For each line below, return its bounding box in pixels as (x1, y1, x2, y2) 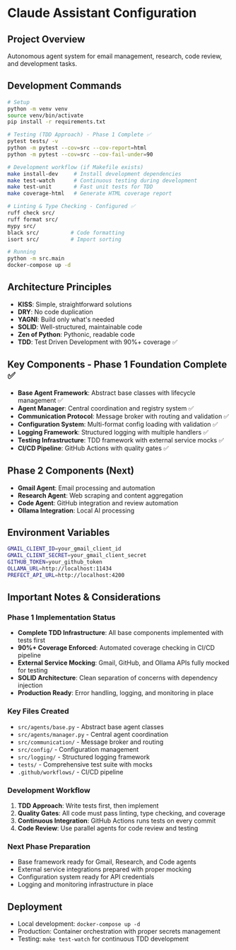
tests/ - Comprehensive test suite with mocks (17, 760, 153, 769)
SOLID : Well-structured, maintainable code (17, 322, 143, 331)
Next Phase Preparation (7, 841, 90, 851)
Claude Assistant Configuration (7, 5, 197, 21)
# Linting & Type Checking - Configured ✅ (7, 203, 136, 210)
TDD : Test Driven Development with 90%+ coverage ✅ (17, 338, 178, 346)
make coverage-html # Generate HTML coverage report (7, 190, 172, 198)
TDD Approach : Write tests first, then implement (17, 801, 159, 810)
